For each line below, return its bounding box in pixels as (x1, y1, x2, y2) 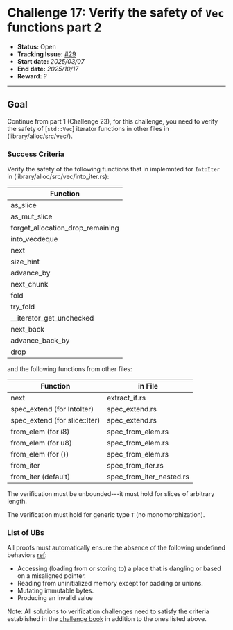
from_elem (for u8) (10, 439, 73, 448)
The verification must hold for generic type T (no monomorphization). (7, 511, 205, 519)
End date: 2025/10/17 (17, 65, 79, 73)
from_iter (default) (10, 472, 71, 482)
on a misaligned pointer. (17, 572, 87, 580)
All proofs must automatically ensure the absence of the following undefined (7, 543, 225, 552)
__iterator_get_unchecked (10, 314, 94, 323)
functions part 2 (7, 19, 102, 35)
